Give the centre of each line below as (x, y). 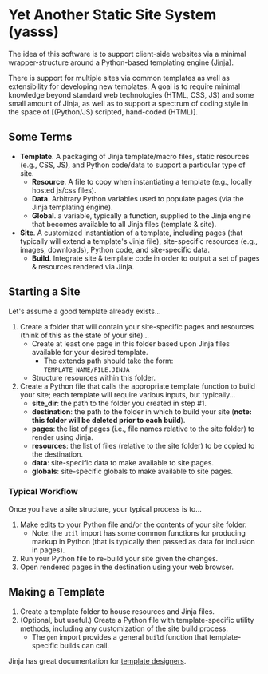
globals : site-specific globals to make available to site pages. (132, 471)
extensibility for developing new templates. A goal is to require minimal (124, 86)
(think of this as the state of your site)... (85, 335)
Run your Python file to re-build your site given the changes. (119, 558)
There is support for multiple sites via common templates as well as (119, 78)
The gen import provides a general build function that (119, 636)
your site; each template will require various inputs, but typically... (128, 394)
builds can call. (85, 645)
